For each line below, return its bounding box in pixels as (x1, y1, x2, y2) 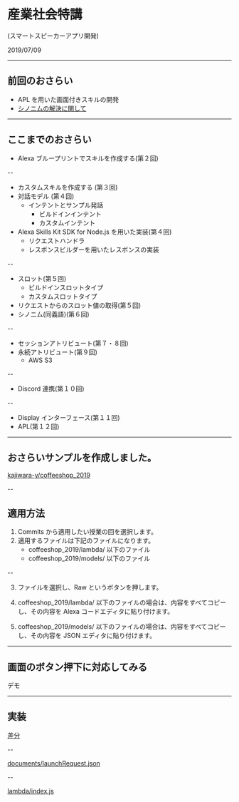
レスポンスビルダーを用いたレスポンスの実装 (28, 245, 160, 254)
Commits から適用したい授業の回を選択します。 (17, 528, 158, 536)
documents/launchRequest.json (7, 759, 101, 767)
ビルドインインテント (38, 210, 102, 218)
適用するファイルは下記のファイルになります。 (17, 536, 155, 545)
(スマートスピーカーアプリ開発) (7, 31, 100, 40)
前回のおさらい (7, 75, 73, 87)
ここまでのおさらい (7, 133, 92, 146)
